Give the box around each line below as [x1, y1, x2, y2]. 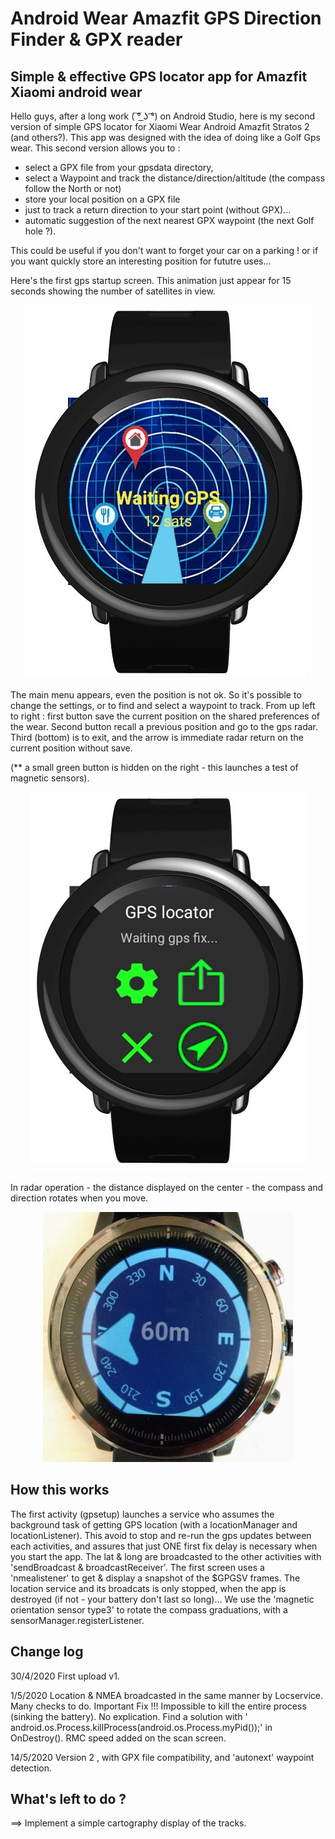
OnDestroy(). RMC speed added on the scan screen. [10, 1732, 227, 1744]
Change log [10, 1643, 84, 1661]
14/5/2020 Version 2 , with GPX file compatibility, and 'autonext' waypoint [10, 1751, 315, 1763]
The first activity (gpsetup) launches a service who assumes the [10, 1508, 275, 1520]
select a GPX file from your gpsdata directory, [24, 162, 214, 173]
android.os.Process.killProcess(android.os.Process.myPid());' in [10, 1721, 273, 1733]
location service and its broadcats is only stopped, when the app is [10, 1582, 287, 1594]
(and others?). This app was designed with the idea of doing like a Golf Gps [10, 132, 321, 143]
